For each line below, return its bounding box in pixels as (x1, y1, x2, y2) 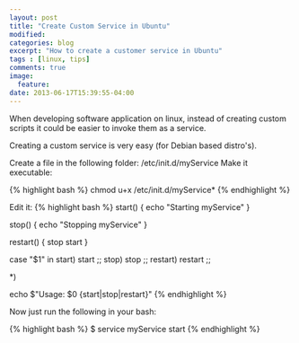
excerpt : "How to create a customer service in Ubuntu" (9, 47, 223, 56)
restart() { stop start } (9, 236, 88, 247)
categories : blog (9, 38, 75, 48)
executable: (9, 167, 53, 178)
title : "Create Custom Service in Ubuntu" (9, 22, 171, 31)
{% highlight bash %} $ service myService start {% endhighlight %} (9, 323, 260, 334)
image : (9, 72, 34, 81)
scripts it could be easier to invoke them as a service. (9, 122, 207, 133)
